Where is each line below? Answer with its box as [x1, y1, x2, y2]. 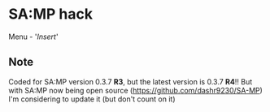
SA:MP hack [8, 5, 94, 24]
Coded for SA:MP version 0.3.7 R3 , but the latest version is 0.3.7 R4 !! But [8, 76, 253, 86]
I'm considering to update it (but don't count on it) [8, 94, 176, 104]
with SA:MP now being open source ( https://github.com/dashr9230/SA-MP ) [8, 85, 263, 95]
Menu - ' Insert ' [8, 32, 59, 41]
